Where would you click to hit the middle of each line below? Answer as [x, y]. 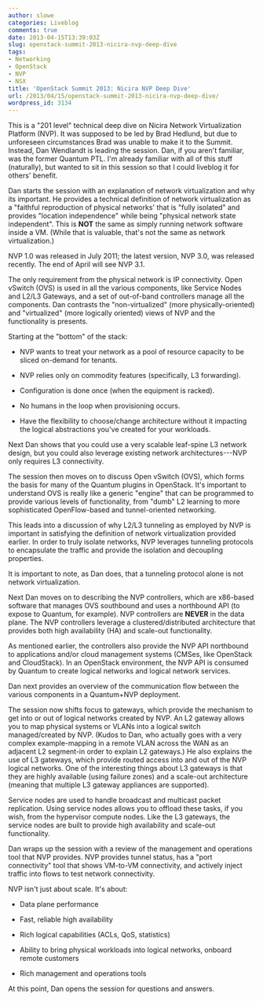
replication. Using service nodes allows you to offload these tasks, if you [126, 808]
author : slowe [31, 15]
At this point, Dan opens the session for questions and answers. [111, 989]
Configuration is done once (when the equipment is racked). [117, 390]
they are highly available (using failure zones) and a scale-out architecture [128, 777]
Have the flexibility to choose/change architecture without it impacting [133, 421]
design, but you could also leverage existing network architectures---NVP [128, 453]
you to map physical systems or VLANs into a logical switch [105, 727]
